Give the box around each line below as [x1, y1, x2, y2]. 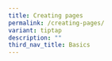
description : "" [8, 33, 62, 42]
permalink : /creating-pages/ [8, 19, 105, 27]
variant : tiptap [8, 26, 62, 34]
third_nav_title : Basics [8, 41, 91, 49]
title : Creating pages [8, 11, 83, 20]
